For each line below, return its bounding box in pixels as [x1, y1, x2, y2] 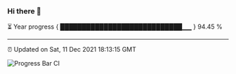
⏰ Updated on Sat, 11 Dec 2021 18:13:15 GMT [7, 45, 137, 54]
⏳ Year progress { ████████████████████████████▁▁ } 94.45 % [7, 22, 223, 31]
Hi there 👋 [7, 6, 42, 16]
